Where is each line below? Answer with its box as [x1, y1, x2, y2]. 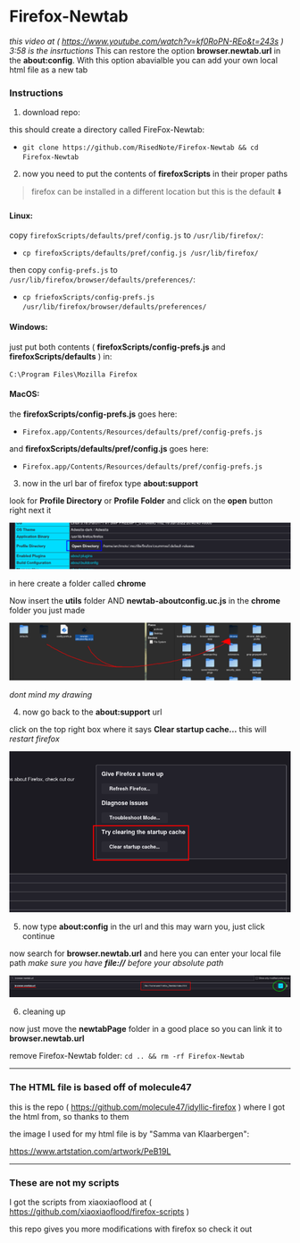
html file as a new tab [9, 64, 88, 75]
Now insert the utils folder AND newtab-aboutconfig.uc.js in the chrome [9, 596, 281, 606]
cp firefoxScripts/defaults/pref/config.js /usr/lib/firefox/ [21, 249, 259, 258]
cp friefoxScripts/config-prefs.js [21, 293, 155, 302]
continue [21, 930, 55, 941]
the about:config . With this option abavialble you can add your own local [9, 55, 279, 65]
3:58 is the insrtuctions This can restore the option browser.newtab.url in [9, 45, 281, 55]
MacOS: [9, 389, 40, 400]
